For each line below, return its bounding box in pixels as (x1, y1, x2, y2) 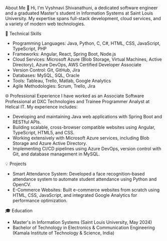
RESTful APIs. (12, 119, 41, 125)
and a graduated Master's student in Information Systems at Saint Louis (5, 10, 153, 16)
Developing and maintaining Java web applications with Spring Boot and (12, 114, 162, 119)
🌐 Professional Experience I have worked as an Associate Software (5, 93, 144, 99)
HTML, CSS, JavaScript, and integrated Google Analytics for (12, 192, 137, 198)
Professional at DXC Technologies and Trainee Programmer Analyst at (5, 99, 150, 104)
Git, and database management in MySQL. (12, 151, 100, 157)
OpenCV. (12, 182, 32, 187)
